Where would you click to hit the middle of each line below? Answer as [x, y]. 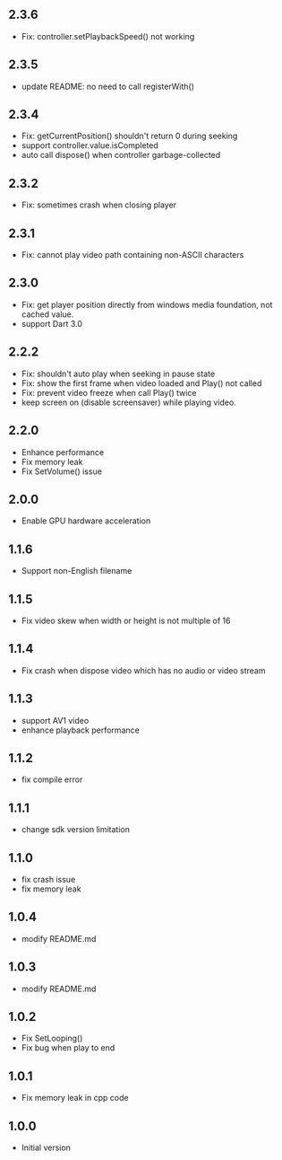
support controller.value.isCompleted [90, 145]
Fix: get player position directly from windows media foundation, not [147, 304]
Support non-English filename [77, 571]
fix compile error [52, 779]
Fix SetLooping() [52, 1038]
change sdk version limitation [76, 830]
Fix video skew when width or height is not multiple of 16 [126, 620]
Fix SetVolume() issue [61, 471]
